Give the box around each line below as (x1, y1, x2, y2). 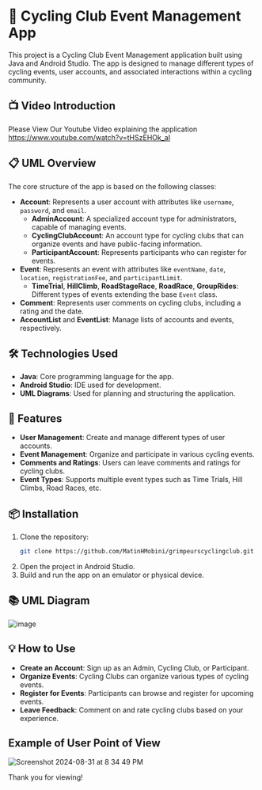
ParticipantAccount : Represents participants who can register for (31, 247, 247, 256)
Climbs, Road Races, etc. (19, 483, 101, 493)
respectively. (19, 323, 62, 332)
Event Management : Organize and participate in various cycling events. (19, 450, 255, 459)
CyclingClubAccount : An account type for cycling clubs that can (31, 230, 244, 240)
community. (8, 75, 47, 85)
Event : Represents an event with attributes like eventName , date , (19, 264, 226, 274)
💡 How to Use (8, 642, 76, 655)
